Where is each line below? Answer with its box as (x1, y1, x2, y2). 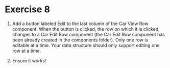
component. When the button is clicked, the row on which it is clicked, (12, 26, 160, 32)
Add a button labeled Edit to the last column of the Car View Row (12, 20, 149, 27)
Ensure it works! (12, 57, 46, 63)
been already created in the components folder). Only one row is (12, 37, 149, 43)
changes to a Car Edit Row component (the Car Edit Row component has (12, 31, 165, 37)
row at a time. (12, 48, 41, 54)
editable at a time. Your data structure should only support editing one (12, 42, 160, 48)
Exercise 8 (5, 4, 51, 15)
